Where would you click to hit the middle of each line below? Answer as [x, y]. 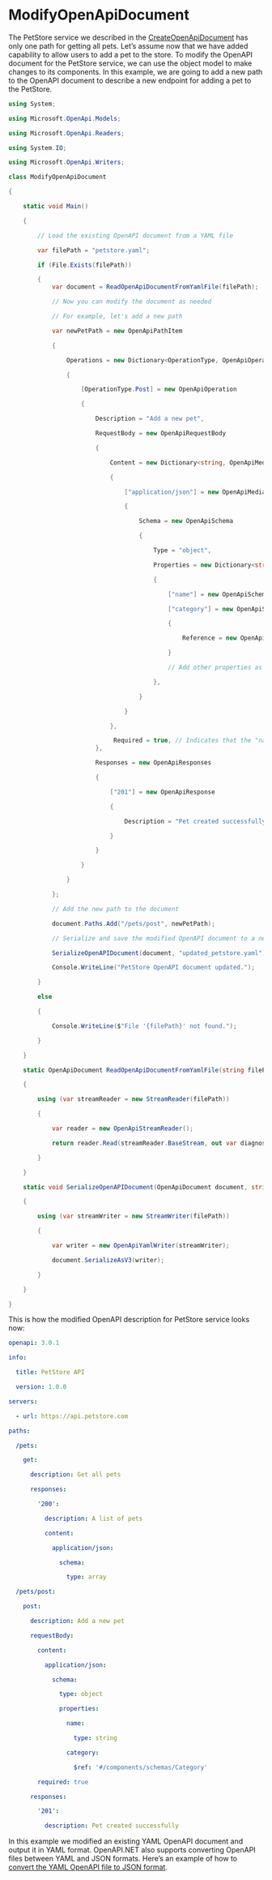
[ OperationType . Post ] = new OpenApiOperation [159, 390]
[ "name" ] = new [193, 594]
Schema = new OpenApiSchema [186, 521]
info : [17, 1358]
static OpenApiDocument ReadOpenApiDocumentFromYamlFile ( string [134, 1070]
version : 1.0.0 [41, 1387]
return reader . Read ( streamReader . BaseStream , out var [144, 1143]
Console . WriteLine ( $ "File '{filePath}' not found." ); [144, 1026]
